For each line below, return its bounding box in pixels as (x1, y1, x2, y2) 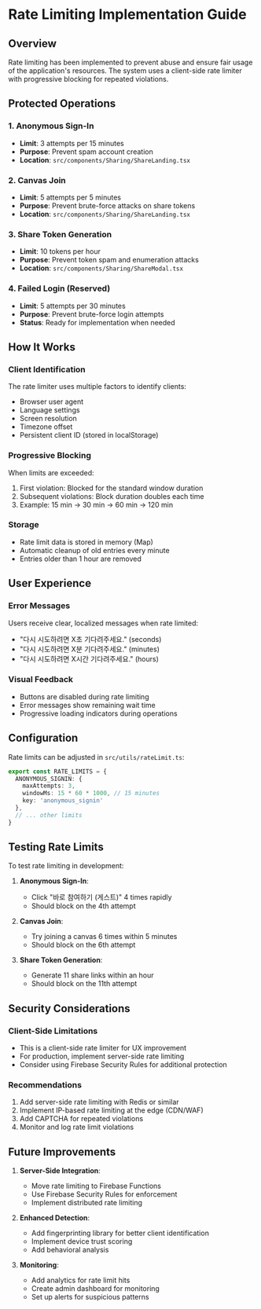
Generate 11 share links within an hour (31, 970, 154, 980)
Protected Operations (8, 97, 116, 111)
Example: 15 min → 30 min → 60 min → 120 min (19, 500, 174, 509)
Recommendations (8, 1080, 83, 1091)
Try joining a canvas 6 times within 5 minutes (31, 932, 178, 941)
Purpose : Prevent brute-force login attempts (19, 309, 164, 319)
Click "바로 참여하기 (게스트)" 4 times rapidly (31, 893, 172, 902)
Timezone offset (19, 422, 73, 431)
